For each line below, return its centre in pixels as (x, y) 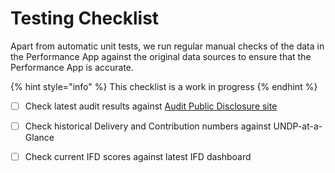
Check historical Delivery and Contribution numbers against (148, 126)
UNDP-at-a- (298, 126)
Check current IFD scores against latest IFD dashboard (138, 157)
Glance (39, 138)
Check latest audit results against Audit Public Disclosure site (151, 106)
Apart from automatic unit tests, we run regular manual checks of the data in (167, 46)
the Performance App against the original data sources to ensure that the (161, 56)
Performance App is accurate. (72, 67)
